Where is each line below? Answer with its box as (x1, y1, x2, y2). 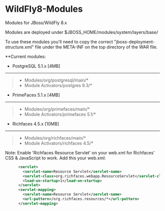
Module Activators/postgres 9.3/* (24, 82, 92, 88)
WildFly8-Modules (5, 3, 83, 15)
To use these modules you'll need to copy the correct (5, 38, 113, 45)
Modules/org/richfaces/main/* (24, 135, 86, 141)
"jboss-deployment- (114, 38, 155, 45)
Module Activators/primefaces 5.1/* (24, 111, 96, 117)
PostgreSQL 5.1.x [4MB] (12, 63, 60, 69)
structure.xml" (5, 44, 34, 50)
